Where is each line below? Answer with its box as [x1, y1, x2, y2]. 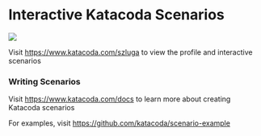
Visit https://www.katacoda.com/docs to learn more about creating [8, 94, 231, 104]
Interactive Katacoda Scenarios [8, 6, 225, 24]
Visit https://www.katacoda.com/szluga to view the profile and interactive [8, 47, 253, 57]
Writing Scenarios [8, 76, 81, 87]
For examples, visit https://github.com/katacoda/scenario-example [8, 118, 230, 128]
